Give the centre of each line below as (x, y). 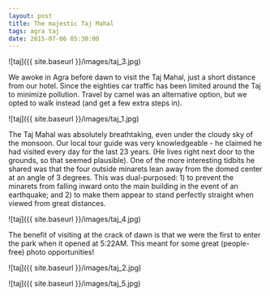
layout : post (30, 16)
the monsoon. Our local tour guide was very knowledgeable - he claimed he (135, 144)
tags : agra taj (34, 31)
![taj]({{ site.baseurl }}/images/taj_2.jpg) (75, 268)
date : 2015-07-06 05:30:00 (54, 39)
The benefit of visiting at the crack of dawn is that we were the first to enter (135, 235)
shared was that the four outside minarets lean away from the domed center (135, 169)
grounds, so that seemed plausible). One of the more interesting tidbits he (132, 161)
